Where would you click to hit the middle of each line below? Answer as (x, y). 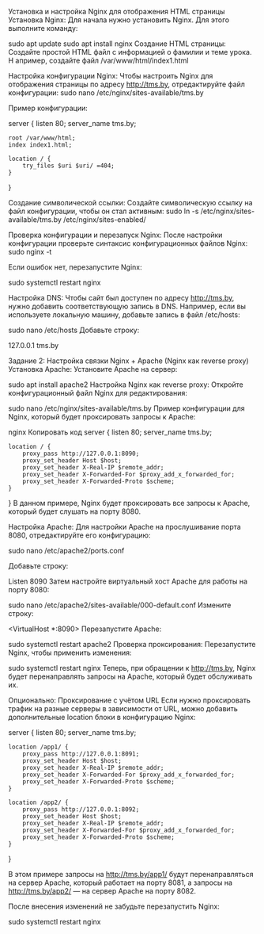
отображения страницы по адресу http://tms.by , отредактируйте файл (126, 84)
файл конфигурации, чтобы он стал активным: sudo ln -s (104, 211)
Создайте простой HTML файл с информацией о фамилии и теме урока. (130, 52)
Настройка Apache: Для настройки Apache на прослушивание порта (124, 527)
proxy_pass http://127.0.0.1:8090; (81, 454)
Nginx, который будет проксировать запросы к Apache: (102, 417)
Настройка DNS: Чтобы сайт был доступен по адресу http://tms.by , (121, 298)
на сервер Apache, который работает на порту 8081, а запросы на (121, 882)
